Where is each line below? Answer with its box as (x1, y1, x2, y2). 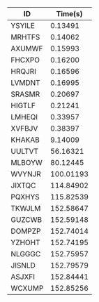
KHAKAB (10, 135, 40, 145)
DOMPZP (10, 226, 41, 236)
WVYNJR (10, 169, 42, 178)
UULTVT (10, 147, 39, 156)
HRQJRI (10, 67, 37, 76)
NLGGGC (10, 249, 41, 258)
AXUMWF (10, 44, 43, 53)
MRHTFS (10, 32, 40, 41)
